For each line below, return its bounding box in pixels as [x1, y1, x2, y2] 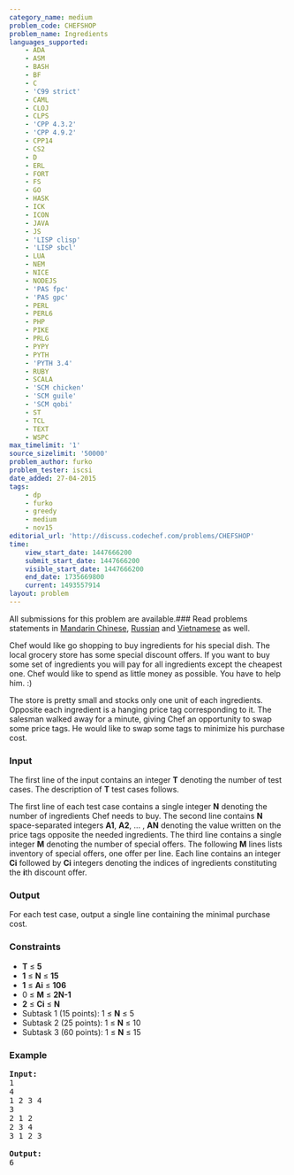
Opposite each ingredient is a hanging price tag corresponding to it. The [9, 704, 272, 715]
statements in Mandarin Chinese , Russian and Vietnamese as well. [9, 622, 251, 633]
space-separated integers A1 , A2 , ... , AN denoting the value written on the [9, 820, 282, 831]
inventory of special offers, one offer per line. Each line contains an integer [9, 848, 281, 859]
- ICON [25, 210, 49, 220]
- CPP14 [25, 136, 53, 145]
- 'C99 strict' [25, 87, 81, 96]
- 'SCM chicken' [25, 383, 86, 392]
